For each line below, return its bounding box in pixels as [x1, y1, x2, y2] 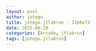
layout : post [6, 8, 38, 15]
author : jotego [6, 14, 43, 20]
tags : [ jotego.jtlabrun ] [6, 36, 67, 42]
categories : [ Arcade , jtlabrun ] [6, 30, 85, 36]
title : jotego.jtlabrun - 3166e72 [6, 19, 91, 25]
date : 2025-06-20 [6, 25, 49, 31]
